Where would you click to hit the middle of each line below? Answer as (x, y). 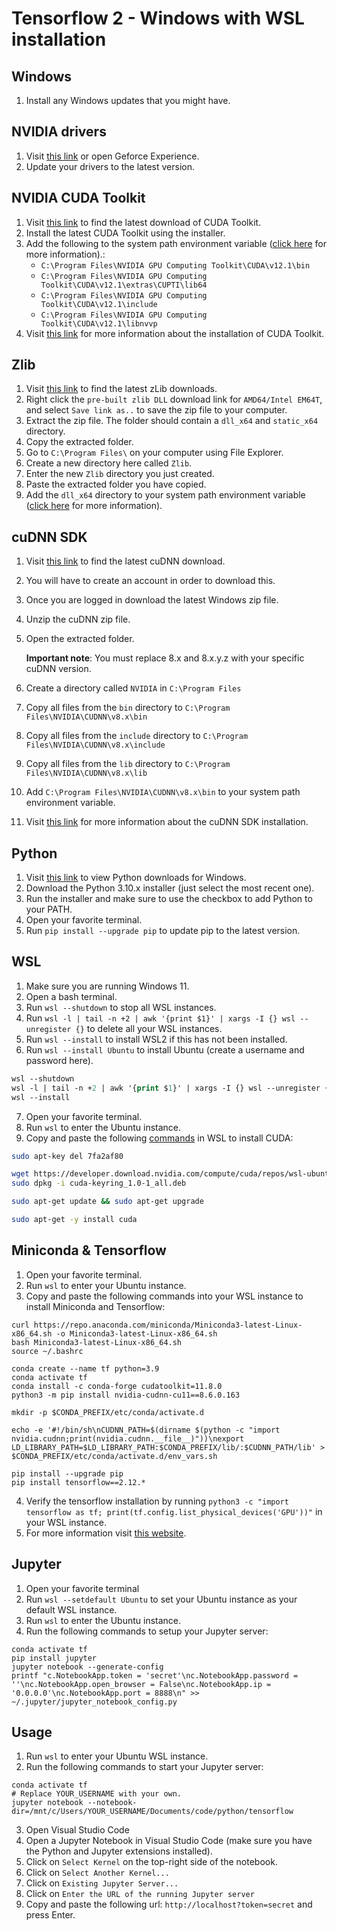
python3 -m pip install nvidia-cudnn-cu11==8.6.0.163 (126, 1395)
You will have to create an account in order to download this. (150, 581)
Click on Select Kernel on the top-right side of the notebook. (151, 1862)
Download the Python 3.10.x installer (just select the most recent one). (170, 888)
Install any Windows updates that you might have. (128, 100)
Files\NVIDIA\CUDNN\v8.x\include (95, 745)
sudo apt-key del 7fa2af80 (67, 1156)
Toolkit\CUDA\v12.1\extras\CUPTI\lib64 (124, 285)
